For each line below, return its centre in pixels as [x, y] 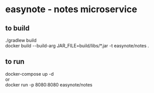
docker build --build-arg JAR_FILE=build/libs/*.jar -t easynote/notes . [77, 46]
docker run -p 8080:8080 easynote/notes [49, 84]
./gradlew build [21, 40]
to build [17, 28]
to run [15, 62]
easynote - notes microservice [71, 9]
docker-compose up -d [30, 74]
